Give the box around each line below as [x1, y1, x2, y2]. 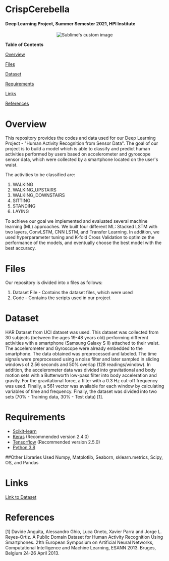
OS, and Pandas [5, 460, 39, 466]
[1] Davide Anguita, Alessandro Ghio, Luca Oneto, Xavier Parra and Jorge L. [5, 529, 162, 535]
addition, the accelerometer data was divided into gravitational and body [5, 367, 156, 373]
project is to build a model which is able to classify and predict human [5, 146, 150, 152]
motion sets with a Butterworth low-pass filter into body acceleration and [5, 372, 157, 378]
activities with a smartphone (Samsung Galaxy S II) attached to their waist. [5, 340, 160, 346]
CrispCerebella [5, 4, 70, 15]
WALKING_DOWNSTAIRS [12, 192, 65, 198]
